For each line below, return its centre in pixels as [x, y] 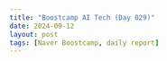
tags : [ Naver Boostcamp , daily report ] [84, 43]
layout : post [34, 34]
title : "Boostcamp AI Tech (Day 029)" [82, 17]
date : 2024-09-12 [42, 26]
